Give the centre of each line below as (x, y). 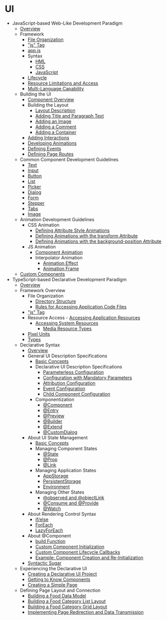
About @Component (49, 536)
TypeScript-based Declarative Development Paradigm (69, 279)
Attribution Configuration (69, 383)
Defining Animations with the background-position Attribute (98, 241)
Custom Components (42, 274)
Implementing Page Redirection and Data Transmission (86, 612)
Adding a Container (56, 132)
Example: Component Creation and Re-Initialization (89, 557)
